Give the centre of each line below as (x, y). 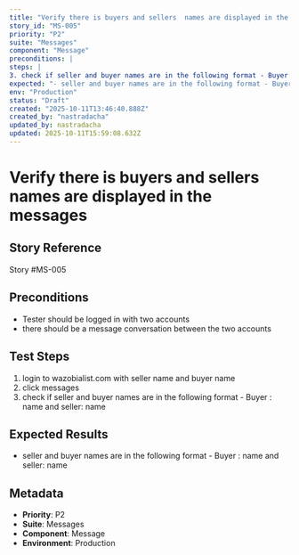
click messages (51, 388)
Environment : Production (69, 543)
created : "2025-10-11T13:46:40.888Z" (79, 109)
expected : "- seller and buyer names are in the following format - (139, 84)
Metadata (36, 493)
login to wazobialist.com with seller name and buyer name (129, 378)
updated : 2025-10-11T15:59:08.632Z (75, 134)
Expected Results (59, 434)
